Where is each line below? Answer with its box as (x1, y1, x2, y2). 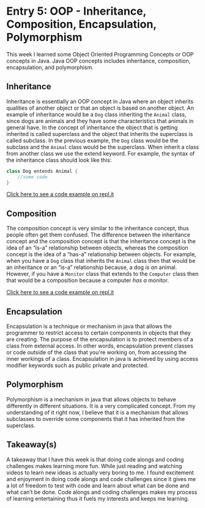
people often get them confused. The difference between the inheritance (6, 231, 191, 238)
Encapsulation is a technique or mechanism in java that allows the (6, 323, 173, 330)
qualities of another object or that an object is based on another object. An (6, 104, 194, 112)
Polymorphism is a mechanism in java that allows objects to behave (6, 395, 176, 403)
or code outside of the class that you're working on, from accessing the (6, 349, 187, 356)
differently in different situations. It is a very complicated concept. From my (6, 402, 196, 409)
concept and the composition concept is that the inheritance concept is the (6, 238, 196, 245)
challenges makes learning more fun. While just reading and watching (6, 462, 182, 469)
